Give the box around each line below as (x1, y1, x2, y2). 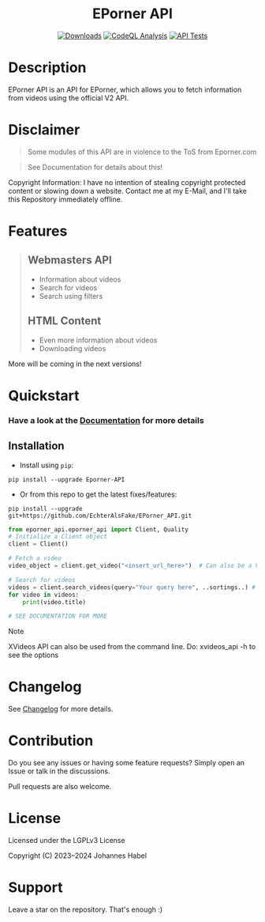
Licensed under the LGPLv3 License (8, 836, 125, 845)
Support (8, 879, 63, 897)
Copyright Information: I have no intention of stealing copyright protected (8, 177, 246, 187)
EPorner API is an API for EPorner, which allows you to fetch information (8, 85, 242, 94)
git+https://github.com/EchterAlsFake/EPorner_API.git (8, 512, 192, 520)
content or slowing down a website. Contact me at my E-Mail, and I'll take (8, 186, 247, 195)
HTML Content (27, 314, 102, 328)
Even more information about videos (39, 335, 158, 345)
